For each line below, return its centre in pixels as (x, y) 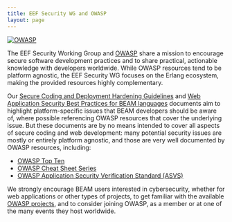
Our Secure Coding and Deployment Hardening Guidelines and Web (104, 96)
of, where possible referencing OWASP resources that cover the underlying (115, 118)
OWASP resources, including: (49, 147)
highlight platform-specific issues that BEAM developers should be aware (112, 111)
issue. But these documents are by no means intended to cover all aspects (114, 125)
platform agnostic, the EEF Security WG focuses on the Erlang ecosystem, (113, 75)
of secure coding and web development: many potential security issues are (115, 133)
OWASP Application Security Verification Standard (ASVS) (100, 175)
